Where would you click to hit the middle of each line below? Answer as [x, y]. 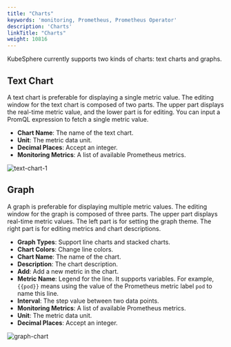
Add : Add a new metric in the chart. [68, 271]
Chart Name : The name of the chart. [69, 256]
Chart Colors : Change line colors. [65, 249]
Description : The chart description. [68, 264]
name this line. [38, 293]
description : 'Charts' [40, 26]
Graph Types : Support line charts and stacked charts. [94, 242]
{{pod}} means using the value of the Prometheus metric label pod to [114, 286]
